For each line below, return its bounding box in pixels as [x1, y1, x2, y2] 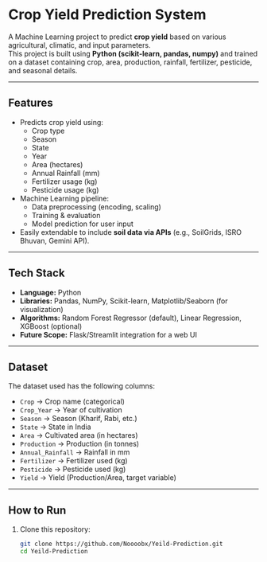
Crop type [31, 126, 65, 135]
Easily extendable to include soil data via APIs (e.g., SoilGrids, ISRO [19, 227, 242, 236]
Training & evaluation [31, 210, 101, 220]
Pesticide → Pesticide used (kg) [19, 464, 126, 474]
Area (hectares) [31, 159, 83, 169]
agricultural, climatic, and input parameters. [8, 40, 151, 49]
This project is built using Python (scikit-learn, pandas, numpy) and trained [8, 49, 258, 58]
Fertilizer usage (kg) [31, 177, 98, 186]
